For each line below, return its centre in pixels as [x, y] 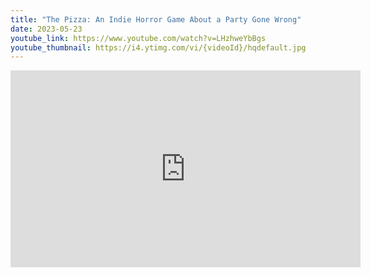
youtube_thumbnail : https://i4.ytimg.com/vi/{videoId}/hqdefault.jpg [158, 47]
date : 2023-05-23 [46, 29]
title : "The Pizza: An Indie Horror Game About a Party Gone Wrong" [156, 19]
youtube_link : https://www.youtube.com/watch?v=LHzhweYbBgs [138, 38]
